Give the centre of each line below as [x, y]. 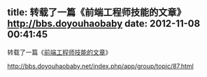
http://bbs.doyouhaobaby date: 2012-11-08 [104, 24]
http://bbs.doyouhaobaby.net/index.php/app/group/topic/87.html [100, 66]
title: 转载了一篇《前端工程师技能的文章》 [97, 12]
